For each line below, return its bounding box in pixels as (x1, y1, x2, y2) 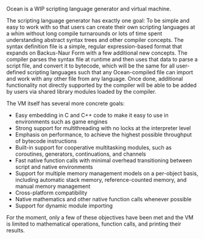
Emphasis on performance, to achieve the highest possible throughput (15, 131, 192, 138)
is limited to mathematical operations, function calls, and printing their (6, 220, 181, 227)
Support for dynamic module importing (15, 202, 113, 209)
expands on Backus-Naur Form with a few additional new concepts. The (6, 49, 188, 57)
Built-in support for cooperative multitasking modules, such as (15, 144, 172, 151)
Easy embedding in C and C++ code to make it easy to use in (15, 112, 169, 119)
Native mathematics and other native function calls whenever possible (15, 196, 192, 203)
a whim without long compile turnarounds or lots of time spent (6, 30, 163, 37)
